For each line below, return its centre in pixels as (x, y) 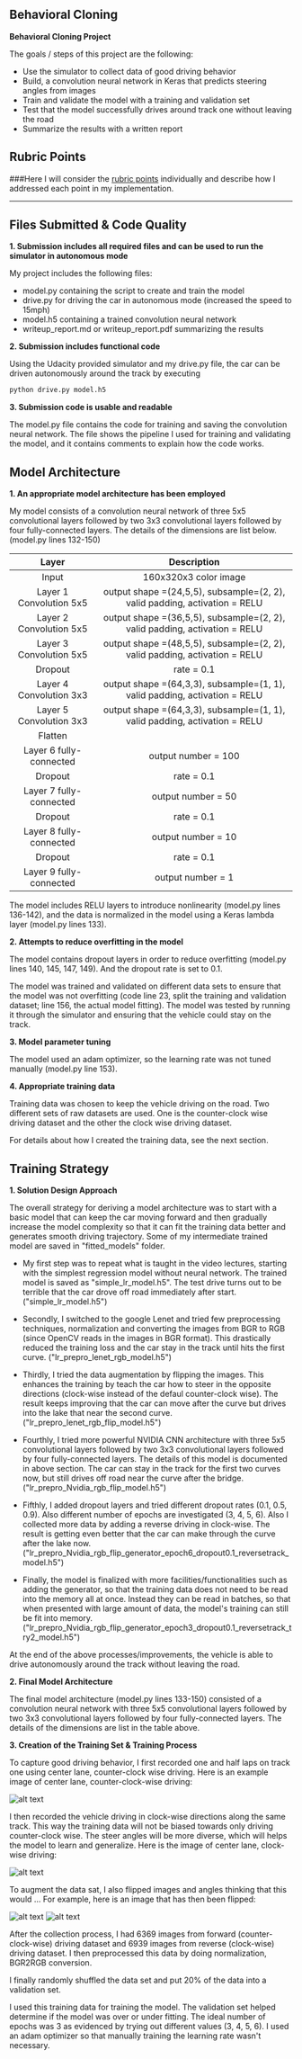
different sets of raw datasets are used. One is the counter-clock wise (138, 1114)
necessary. (30, 2045)
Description (194, 562)
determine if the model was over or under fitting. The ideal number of (138, 2016)
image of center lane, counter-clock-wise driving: (101, 1781)
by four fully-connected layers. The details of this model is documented (155, 1459)
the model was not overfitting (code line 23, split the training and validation (148, 996)
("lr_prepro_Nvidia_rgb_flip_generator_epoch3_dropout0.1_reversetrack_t (157, 1627)
